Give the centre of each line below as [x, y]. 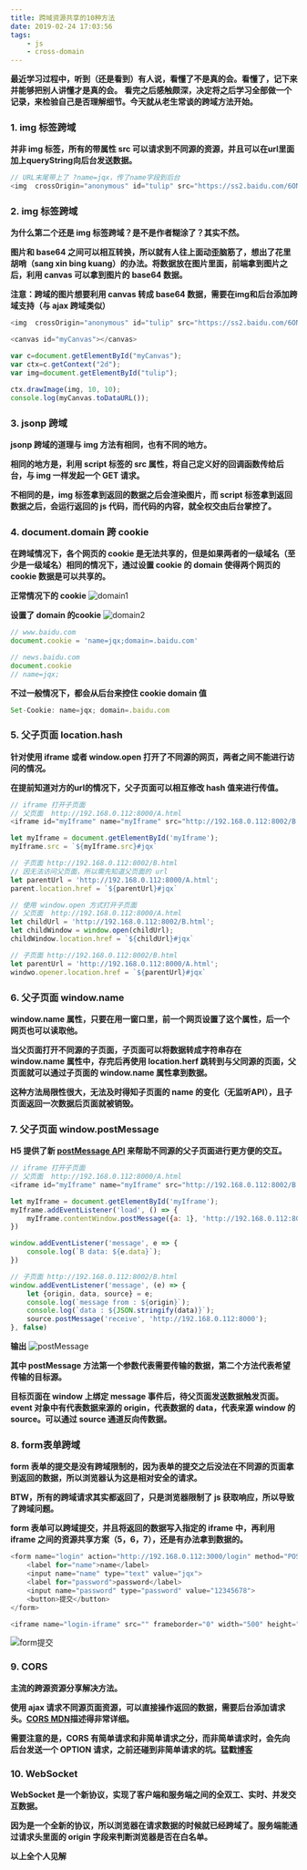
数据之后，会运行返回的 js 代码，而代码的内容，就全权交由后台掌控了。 [143, 506]
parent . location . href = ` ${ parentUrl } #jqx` [94, 889]
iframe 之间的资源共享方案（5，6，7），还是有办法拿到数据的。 [129, 1539]
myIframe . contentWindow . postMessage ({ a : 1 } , [113, 1218]
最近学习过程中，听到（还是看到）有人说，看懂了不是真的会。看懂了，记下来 [154, 79]
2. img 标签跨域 [44, 212]
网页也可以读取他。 [46, 1030]
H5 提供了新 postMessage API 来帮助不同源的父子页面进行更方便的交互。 [148, 1151]
